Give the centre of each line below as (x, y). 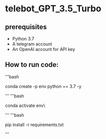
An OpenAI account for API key (43, 49)
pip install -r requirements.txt (34, 125)
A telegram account (32, 44)
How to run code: (32, 65)
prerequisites (26, 27)
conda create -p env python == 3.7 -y (43, 86)
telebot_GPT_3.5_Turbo (53, 9)
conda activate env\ (25, 105)
